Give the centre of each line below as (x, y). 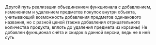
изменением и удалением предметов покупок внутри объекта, (71, 12)
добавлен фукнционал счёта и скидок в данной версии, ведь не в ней (78, 32)
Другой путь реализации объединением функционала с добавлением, (78, 7)
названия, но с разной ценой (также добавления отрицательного (73, 22)
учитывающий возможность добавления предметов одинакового (73, 17)
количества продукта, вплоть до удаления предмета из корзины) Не (76, 27)
